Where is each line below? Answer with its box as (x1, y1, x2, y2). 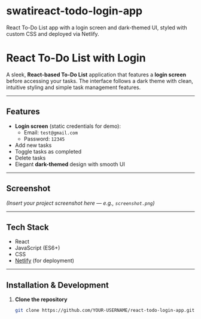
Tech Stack (6, 222, 49, 232)
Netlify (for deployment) (14, 257, 75, 264)
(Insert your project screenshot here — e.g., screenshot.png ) (6, 199, 155, 207)
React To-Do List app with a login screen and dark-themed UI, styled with (6, 24, 187, 31)
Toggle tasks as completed (14, 148, 82, 155)
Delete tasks (14, 154, 46, 161)
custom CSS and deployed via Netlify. (6, 30, 100, 37)
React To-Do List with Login (6, 51, 146, 65)
